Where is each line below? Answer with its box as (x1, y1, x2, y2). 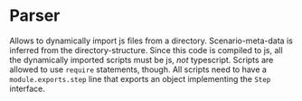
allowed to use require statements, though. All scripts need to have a (9, 64, 267, 75)
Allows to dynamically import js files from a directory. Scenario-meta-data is (9, 35, 294, 46)
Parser (9, 5, 61, 26)
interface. (9, 83, 45, 94)
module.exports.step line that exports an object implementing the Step (9, 73, 271, 84)
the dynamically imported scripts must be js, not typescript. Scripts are (9, 54, 274, 65)
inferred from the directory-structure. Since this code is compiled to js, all (9, 44, 283, 55)
